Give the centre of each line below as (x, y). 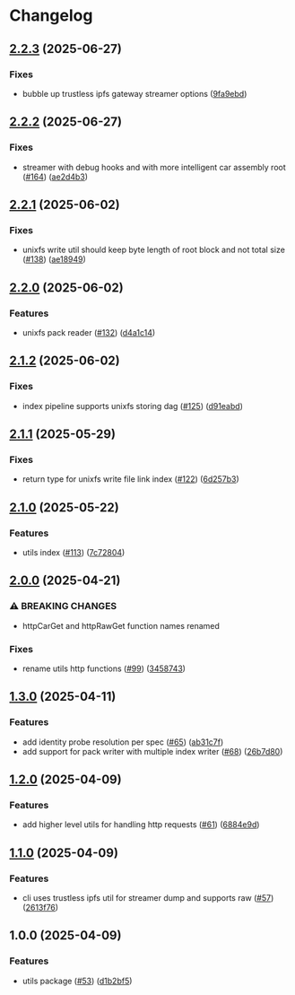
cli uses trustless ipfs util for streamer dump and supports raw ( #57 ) (148, 898)
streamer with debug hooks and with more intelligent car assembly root (154, 167)
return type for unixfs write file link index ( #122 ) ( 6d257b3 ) (130, 479)
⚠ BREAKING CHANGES (63, 607)
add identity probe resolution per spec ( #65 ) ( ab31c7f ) (123, 742)
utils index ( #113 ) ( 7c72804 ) (74, 552)
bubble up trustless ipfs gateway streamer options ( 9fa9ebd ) (134, 93)
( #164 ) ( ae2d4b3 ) (55, 177)
